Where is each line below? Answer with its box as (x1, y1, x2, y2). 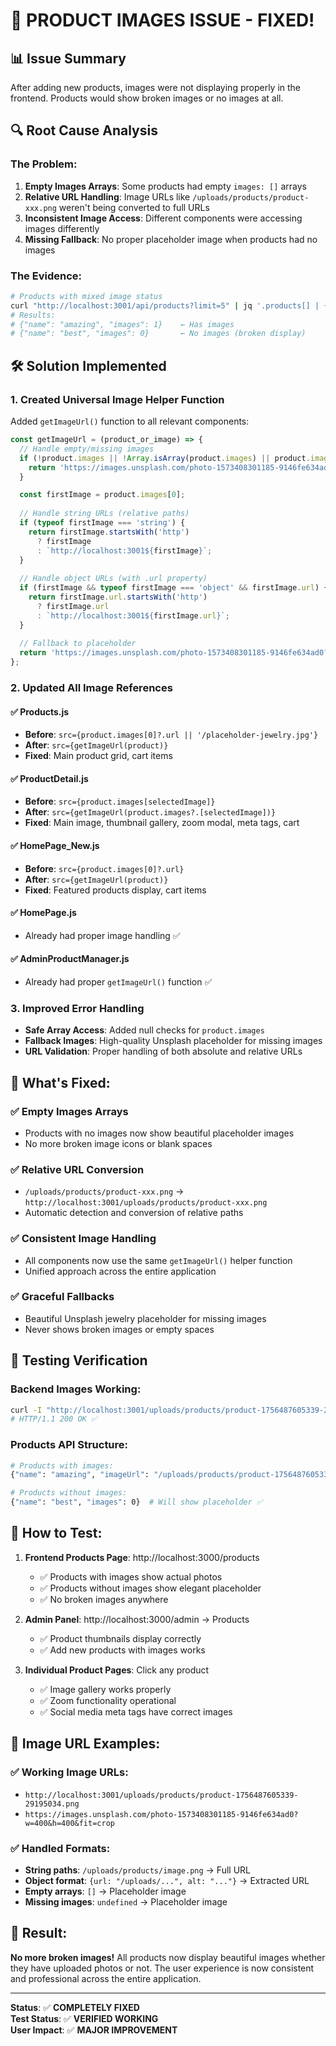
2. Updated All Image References (10, 680, 173, 694)
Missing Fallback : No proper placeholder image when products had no (24, 233, 318, 245)
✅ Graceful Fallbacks (10, 1290, 115, 1304)
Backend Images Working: (10, 1382, 142, 1396)
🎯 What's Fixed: (10, 1074, 111, 1091)
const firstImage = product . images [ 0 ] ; (19, 490, 186, 500)
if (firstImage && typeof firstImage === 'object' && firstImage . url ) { (19, 583, 329, 593)
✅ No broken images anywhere (39, 1593, 169, 1605)
